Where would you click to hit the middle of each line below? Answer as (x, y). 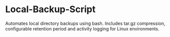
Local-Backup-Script (50, 9)
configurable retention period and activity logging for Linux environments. (82, 28)
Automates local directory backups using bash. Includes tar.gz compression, (85, 23)
